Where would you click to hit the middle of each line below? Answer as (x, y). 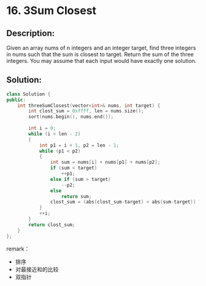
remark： (18, 249)
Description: (31, 33)
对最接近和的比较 (37, 269)
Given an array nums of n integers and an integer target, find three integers (101, 48)
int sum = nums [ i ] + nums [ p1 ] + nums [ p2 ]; (105, 163)
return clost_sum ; (52, 225)
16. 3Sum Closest (51, 11)
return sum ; (76, 196)
